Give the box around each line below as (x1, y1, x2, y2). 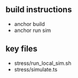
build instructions (5, 5, 72, 15)
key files (5, 44, 38, 54)
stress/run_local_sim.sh (14, 59, 71, 67)
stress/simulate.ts (14, 66, 57, 73)
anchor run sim (14, 27, 51, 34)
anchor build (14, 20, 45, 27)
